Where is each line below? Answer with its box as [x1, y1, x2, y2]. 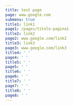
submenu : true [5, 17, 35, 22]
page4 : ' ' [5, 55, 28, 60]
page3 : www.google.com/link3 [5, 45, 67, 50]
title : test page [5, 7, 42, 13]
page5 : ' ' [5, 64, 28, 69]
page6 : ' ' [5, 74, 28, 79]
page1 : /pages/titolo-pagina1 [5, 26, 69, 32]
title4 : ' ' [5, 50, 30, 55]
